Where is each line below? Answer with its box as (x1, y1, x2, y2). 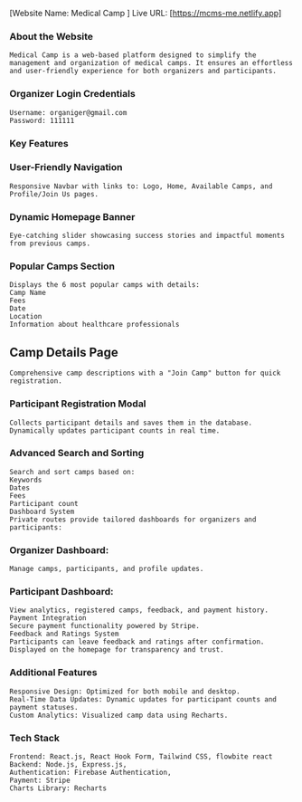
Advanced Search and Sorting (9, 447, 145, 460)
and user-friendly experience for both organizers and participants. (9, 67, 278, 76)
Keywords (9, 475, 42, 484)
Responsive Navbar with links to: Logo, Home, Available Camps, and (9, 181, 273, 191)
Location (9, 312, 42, 321)
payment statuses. (9, 702, 79, 711)
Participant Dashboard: (9, 586, 115, 598)
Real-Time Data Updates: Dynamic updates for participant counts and (9, 694, 278, 704)
